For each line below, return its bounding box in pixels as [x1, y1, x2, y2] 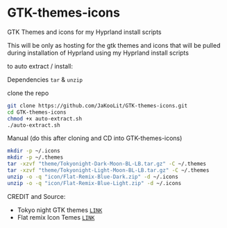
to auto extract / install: [7, 62, 74, 70]
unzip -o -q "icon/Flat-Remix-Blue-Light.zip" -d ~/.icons [7, 179, 182, 186]
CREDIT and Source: [7, 192, 66, 200]
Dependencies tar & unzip [7, 75, 83, 84]
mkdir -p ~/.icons [7, 148, 60, 155]
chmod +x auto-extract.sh [7, 115, 82, 122]
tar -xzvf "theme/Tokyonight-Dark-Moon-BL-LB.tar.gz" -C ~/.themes [7, 161, 207, 168]
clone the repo [7, 89, 49, 97]
